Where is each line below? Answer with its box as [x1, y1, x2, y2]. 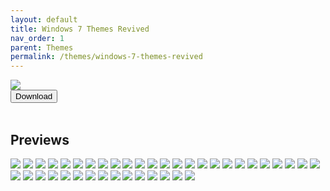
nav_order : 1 [10, 33, 65, 43]
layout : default [10, 14, 78, 25]
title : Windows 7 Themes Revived [10, 24, 150, 34]
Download [15, 91, 53, 102]
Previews [10, 131, 70, 148]
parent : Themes [10, 42, 74, 53]
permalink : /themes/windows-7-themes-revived [10, 52, 203, 62]
